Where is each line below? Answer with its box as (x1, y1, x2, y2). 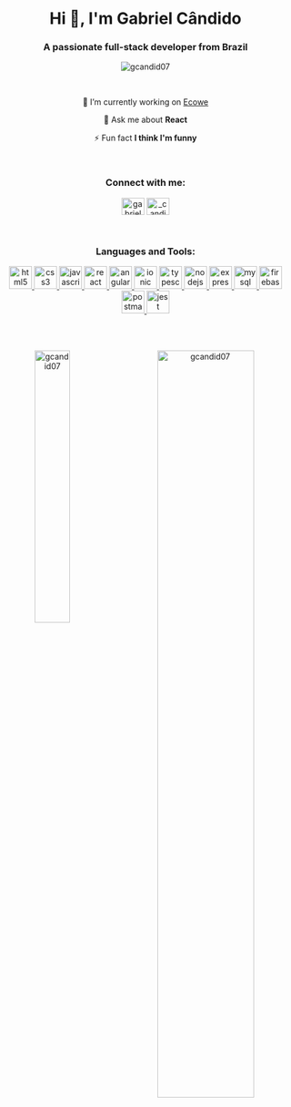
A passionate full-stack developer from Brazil (43, 41, 248, 54)
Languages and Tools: (95, 245, 196, 258)
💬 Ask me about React (103, 114, 188, 126)
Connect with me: (105, 177, 186, 190)
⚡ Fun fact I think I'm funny (94, 132, 197, 144)
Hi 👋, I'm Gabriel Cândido (49, 8, 242, 29)
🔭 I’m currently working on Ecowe (82, 97, 209, 108)
